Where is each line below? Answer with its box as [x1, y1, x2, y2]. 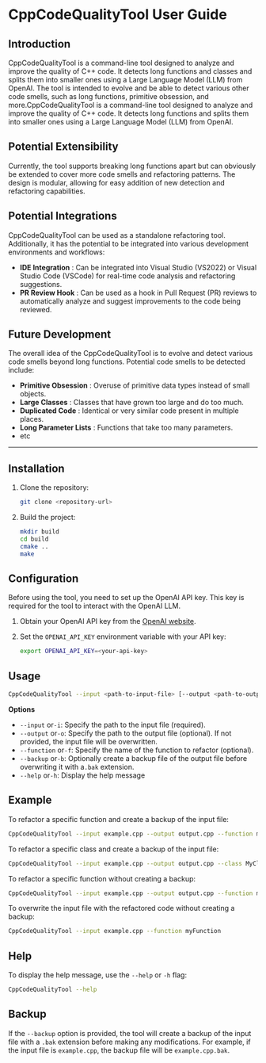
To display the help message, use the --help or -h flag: [8, 970, 188, 980]
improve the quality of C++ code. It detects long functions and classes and [8, 67, 253, 76]
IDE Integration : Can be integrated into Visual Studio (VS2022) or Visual [19, 262, 257, 272]
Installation [8, 461, 65, 475]
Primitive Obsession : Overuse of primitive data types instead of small [19, 380, 250, 390]
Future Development [8, 327, 112, 342]
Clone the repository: [19, 483, 89, 492]
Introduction [8, 37, 71, 51]
